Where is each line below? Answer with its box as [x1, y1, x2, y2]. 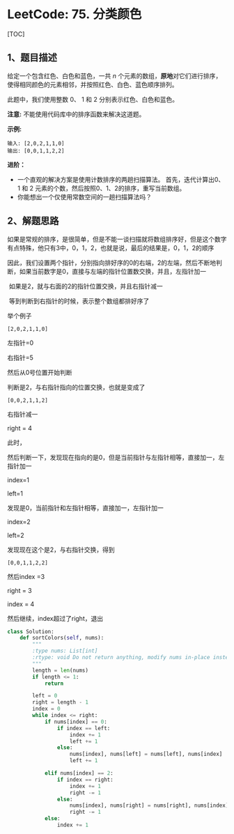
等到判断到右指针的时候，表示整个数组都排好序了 [8, 297, 150, 305]
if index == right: [56, 776, 114, 783]
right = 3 [7, 586, 33, 594]
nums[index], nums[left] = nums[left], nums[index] [69, 750, 223, 758]
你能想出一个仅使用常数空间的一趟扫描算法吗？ [17, 192, 152, 201]
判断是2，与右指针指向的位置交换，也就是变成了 [7, 383, 146, 391]
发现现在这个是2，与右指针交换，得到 [7, 545, 115, 554]
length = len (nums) [32, 667, 89, 674]
